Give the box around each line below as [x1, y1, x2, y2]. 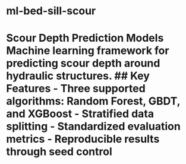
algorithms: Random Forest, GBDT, [6, 94, 181, 108]
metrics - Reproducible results [6, 133, 160, 146]
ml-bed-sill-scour [6, 4, 96, 18]
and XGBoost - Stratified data [6, 107, 155, 121]
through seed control [6, 145, 112, 159]
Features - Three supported [6, 82, 146, 96]
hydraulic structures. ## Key [6, 70, 150, 83]
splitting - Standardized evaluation [6, 120, 181, 133]
